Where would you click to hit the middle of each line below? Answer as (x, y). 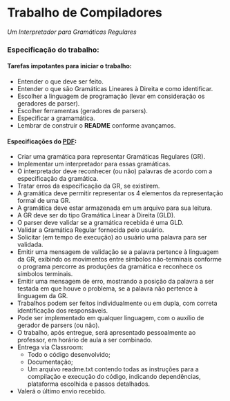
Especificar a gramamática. (56, 118)
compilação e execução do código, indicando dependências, (114, 377)
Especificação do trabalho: (53, 50)
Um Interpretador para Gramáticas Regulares (72, 32)
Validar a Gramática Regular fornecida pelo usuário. (90, 230)
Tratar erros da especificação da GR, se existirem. (88, 186)
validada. (30, 245)
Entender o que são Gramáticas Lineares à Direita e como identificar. (115, 89)
